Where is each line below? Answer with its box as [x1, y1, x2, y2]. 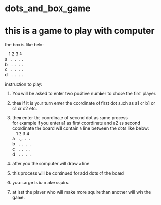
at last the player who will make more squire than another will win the [12, 189, 151, 195]
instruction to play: [5, 81, 43, 87]
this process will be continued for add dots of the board [12, 170, 124, 176]
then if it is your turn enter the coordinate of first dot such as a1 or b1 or [12, 100, 155, 106]
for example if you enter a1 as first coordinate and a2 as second [12, 120, 141, 126]
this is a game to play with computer [5, 25, 155, 37]
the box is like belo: [5, 42, 44, 47]
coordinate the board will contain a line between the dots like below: [12, 125, 149, 131]
